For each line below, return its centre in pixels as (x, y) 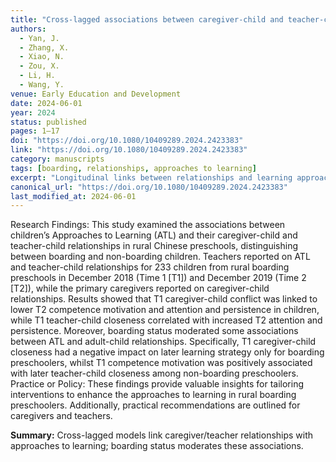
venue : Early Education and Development (96, 94)
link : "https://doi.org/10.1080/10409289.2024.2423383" (129, 150)
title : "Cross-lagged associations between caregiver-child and (147, 19)
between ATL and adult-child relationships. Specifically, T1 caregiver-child (163, 342)
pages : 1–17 (35, 131)
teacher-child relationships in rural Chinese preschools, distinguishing (154, 246)
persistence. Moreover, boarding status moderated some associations (154, 331)
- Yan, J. (39, 38)
